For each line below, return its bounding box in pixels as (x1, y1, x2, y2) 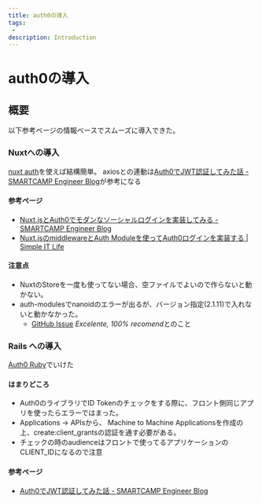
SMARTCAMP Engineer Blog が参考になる (8, 176, 142, 185)
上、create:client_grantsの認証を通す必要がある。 (19, 428, 181, 437)
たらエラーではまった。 (46, 408, 124, 417)
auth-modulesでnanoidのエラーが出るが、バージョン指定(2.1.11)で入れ (19, 299, 245, 309)
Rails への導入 (8, 340, 61, 351)
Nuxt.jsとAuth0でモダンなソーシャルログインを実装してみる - (19, 215, 219, 224)
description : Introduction (8, 33, 97, 42)
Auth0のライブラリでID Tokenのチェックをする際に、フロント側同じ (19, 398, 240, 408)
